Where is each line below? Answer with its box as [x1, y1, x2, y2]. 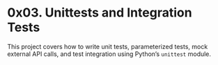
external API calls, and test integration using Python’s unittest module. [7, 50, 211, 58]
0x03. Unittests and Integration [7, 5, 193, 21]
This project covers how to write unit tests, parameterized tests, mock [7, 42, 208, 50]
